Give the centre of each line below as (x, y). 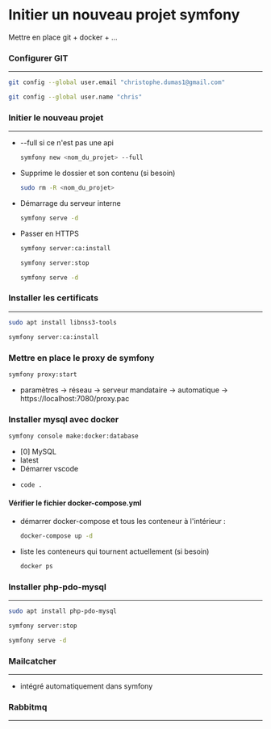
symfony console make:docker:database (73, 436)
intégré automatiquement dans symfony (86, 686)
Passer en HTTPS (49, 233)
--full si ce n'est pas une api (67, 143)
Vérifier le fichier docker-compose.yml (75, 503)
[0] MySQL (38, 451)
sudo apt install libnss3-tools (63, 322)
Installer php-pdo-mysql (57, 587)
